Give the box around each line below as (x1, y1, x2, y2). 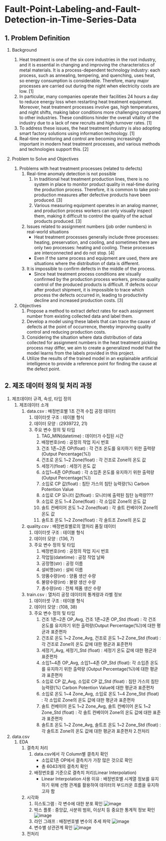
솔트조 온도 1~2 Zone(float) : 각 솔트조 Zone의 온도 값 (41, 517, 146, 523)
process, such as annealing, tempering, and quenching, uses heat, (19, 72, 156, 78)
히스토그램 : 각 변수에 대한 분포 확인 (34, 800, 103, 806)
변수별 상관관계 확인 (34, 824, 73, 830)
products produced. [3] (34, 218, 82, 224)
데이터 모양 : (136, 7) (34, 535, 75, 542)
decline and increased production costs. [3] (34, 297, 123, 303)
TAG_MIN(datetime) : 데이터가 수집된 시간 (41, 433, 124, 439)
